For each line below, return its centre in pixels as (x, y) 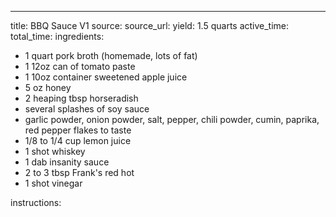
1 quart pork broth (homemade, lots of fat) (111, 55)
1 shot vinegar (53, 183)
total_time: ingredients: (57, 36)
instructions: (36, 202)
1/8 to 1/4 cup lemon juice (78, 140)
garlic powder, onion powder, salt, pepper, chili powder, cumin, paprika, (172, 119)
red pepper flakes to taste (78, 130)
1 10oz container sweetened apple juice (106, 77)
